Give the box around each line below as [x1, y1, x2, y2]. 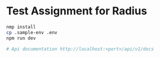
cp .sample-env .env [6, 29, 58, 35]
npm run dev [6, 35, 36, 41]
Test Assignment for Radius [6, 4, 147, 18]
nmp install [6, 24, 36, 30]
